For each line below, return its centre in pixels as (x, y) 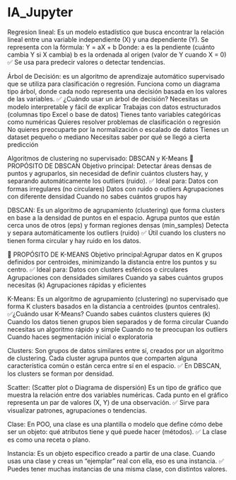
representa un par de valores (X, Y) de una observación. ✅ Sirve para (108, 402)
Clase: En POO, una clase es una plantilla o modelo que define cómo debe (115, 424)
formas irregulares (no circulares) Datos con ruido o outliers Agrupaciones (116, 189)
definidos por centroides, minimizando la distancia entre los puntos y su (112, 262)
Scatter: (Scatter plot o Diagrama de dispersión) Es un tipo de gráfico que (114, 387)
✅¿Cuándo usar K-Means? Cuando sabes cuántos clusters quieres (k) (109, 313)
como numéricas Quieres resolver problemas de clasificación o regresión (114, 122)
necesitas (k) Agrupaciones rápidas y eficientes (77, 285)
